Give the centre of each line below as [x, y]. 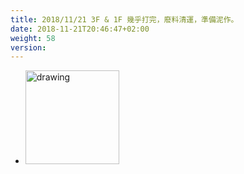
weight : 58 [33, 38]
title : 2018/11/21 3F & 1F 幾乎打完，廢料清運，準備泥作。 [124, 19]
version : [28, 47]
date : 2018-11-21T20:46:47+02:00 [80, 29]
